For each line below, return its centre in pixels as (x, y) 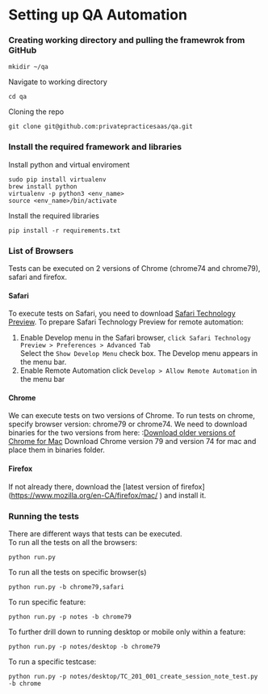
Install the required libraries (54, 215)
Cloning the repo (36, 112)
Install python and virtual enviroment (69, 164)
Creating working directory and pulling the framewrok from (127, 40)
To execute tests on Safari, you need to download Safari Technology (122, 314)
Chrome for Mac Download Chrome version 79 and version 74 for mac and (132, 442)
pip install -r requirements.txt (65, 231)
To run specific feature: (47, 602)
